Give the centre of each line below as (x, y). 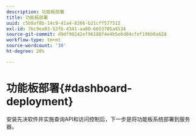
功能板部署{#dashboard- (69, 88)
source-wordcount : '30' (36, 46)
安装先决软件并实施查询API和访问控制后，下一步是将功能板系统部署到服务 (98, 119)
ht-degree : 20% (25, 51)
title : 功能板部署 (27, 18)
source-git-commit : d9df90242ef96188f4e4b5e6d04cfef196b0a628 (86, 34)
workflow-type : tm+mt (34, 40)
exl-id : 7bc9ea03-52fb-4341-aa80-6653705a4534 (66, 29)
